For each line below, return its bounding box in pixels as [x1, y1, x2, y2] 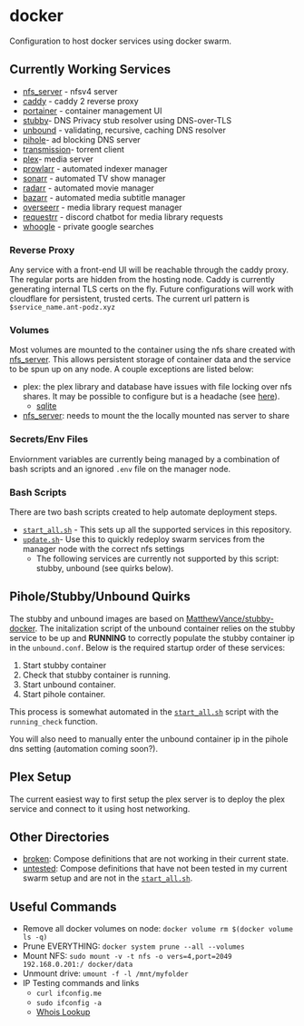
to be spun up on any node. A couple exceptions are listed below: [9, 364, 254, 375]
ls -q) [22, 932, 48, 942]
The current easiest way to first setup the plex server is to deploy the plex [9, 794, 286, 804]
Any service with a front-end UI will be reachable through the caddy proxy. [9, 264, 289, 275]
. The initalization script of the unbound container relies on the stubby [34, 623, 296, 634]
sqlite [35, 400, 57, 411]
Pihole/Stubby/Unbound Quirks [9, 589, 191, 605]
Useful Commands [9, 899, 117, 914]
